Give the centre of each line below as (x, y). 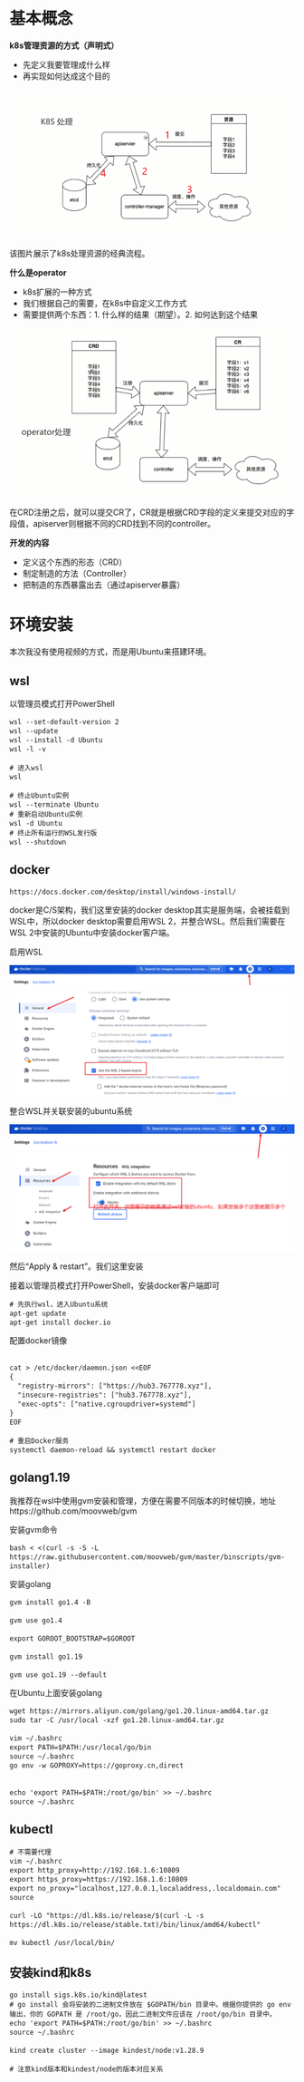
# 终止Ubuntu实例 (39, 795)
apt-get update (38, 1314)
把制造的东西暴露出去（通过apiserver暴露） (104, 585)
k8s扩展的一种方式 (57, 292)
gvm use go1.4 (36, 1620)
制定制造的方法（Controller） (76, 574)
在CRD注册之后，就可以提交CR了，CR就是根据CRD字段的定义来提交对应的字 (152, 512)
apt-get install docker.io (60, 1323)
